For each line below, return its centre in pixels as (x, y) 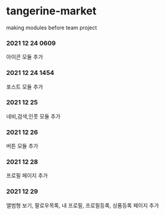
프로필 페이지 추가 (27, 175)
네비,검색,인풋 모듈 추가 (33, 116)
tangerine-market (51, 11)
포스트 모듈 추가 (25, 87)
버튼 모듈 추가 (22, 146)
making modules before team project (52, 28)
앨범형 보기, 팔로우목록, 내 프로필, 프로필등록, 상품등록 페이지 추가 (83, 205)
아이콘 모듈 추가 (25, 57)
